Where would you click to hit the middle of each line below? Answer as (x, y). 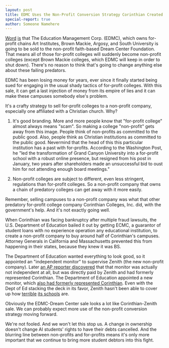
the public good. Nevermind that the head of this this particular (78, 143)
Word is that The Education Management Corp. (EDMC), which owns (76, 38)
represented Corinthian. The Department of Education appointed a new (79, 278)
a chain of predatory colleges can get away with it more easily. (77, 190)
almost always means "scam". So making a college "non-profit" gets (83, 126)
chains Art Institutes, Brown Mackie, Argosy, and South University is (88, 44)
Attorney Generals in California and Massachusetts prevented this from (79, 241)
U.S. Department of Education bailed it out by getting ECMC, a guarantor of (83, 225)
